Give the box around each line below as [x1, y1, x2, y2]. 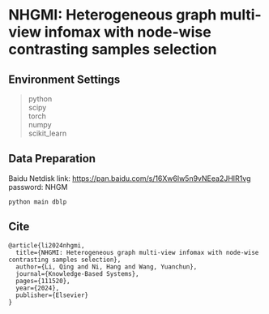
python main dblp [8, 197, 67, 206]
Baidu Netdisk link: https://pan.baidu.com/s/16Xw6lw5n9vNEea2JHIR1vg [8, 173, 251, 183]
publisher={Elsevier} [15, 290, 89, 299]
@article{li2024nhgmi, [8, 241, 85, 249]
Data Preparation [8, 152, 96, 166]
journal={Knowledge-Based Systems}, [15, 269, 139, 277]
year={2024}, [15, 284, 60, 292]
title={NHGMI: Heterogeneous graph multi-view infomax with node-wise [15, 248, 259, 256]
